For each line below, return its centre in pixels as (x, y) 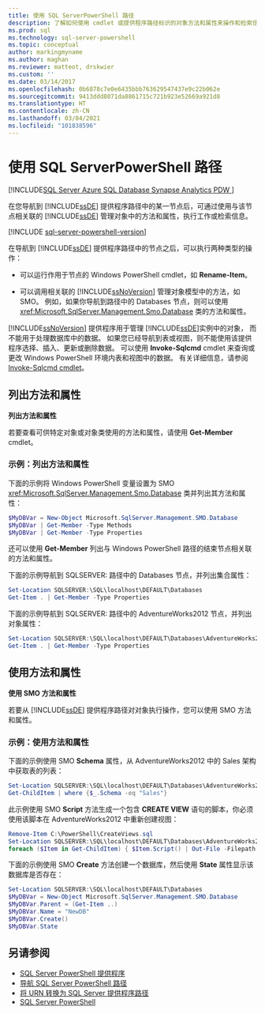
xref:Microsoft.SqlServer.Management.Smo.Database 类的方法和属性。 (135, 311)
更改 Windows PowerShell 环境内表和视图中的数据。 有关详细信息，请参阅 (128, 357)
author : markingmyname (45, 52)
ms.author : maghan (38, 60)
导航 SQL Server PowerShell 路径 (73, 983)
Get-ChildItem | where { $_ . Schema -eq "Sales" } (88, 793)
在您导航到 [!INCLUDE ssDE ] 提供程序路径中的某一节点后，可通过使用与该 (127, 205)
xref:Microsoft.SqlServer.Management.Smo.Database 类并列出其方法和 (123, 493)
